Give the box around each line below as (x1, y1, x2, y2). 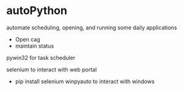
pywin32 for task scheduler (6, 54, 75, 61)
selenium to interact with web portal (6, 65, 97, 73)
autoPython (6, 4, 67, 18)
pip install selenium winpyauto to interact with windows (15, 78, 155, 85)
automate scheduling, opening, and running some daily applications (6, 24, 177, 31)
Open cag (15, 35, 41, 43)
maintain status (15, 42, 54, 49)
